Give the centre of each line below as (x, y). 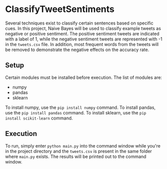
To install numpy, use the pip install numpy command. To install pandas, (81, 107)
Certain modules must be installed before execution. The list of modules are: (83, 77)
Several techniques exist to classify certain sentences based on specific (79, 23)
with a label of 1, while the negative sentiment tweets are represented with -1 (84, 39)
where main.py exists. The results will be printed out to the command (76, 156)
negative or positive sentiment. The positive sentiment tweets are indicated (82, 33)
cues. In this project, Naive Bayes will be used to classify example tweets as (83, 28)
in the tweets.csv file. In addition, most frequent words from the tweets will (82, 44)
